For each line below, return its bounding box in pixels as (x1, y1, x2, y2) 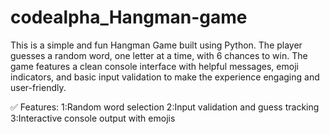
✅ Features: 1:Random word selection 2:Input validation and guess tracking (10, 101, 320, 113)
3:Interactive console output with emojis (10, 112, 176, 124)
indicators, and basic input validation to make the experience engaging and (10, 71, 320, 83)
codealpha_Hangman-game (10, 6, 248, 29)
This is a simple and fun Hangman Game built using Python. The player (10, 39, 303, 51)
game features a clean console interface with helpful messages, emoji (10, 60, 299, 72)
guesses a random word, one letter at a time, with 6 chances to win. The (10, 49, 308, 61)
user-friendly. (10, 81, 67, 93)
